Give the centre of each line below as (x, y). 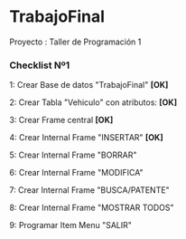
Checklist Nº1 (40, 65)
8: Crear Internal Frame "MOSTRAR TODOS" (92, 208)
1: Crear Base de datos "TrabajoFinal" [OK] (89, 85)
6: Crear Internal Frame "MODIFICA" (77, 173)
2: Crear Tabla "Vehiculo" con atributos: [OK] (93, 102)
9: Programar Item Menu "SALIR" (71, 225)
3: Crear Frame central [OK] (61, 120)
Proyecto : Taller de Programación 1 (75, 42)
